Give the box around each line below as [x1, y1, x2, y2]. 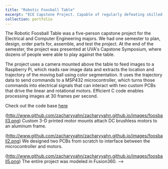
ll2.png [5, 138, 20, 144]
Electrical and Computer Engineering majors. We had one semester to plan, [5, 35, 160, 41]
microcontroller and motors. [5, 143, 63, 149]
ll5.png [5, 158, 20, 164]
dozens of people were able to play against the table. [5, 51, 115, 57]
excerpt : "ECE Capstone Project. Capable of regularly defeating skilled [5, 12, 163, 17]
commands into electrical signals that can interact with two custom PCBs [5, 82, 156, 88]
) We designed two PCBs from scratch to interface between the [19, 138, 150, 144]
